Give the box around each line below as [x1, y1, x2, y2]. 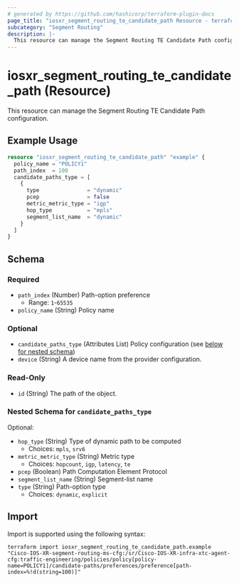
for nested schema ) [17, 348, 76, 356]
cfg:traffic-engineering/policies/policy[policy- [7, 556, 158, 563]
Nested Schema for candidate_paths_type [7, 407, 152, 417]
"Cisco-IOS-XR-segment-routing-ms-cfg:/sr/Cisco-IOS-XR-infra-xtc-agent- [7, 549, 231, 557]
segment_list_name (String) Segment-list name [17, 475, 154, 483]
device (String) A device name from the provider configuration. [17, 355, 202, 364]
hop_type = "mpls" [26, 206, 113, 214]
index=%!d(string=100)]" [7, 568, 81, 575]
